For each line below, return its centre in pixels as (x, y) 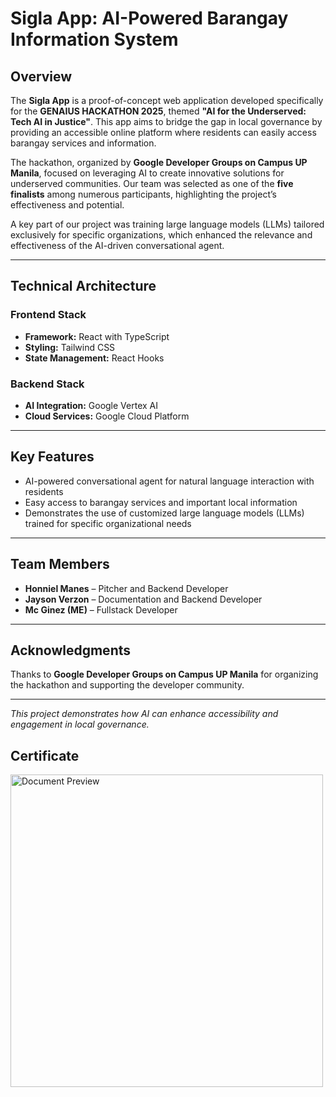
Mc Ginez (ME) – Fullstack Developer (101, 609)
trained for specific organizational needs (108, 523)
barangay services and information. (83, 143)
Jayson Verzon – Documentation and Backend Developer (143, 599)
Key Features (52, 457)
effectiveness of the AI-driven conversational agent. (117, 245)
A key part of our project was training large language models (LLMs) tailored (167, 224)
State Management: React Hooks (94, 358)
